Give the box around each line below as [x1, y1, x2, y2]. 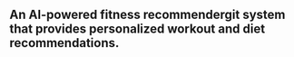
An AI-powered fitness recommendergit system [9, 7, 286, 23]
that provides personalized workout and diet [9, 22, 266, 37]
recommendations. [9, 35, 120, 51]
